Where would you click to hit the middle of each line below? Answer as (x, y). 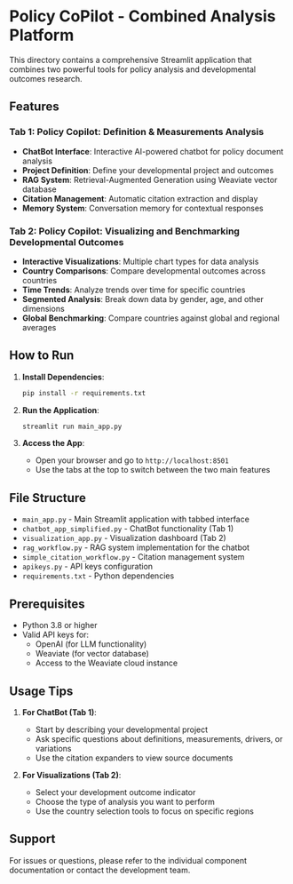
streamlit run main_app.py (72, 426)
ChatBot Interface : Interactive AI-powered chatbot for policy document (153, 151)
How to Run (42, 356)
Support (32, 839)
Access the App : (53, 443)
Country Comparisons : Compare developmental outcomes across (144, 271)
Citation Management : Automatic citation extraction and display (140, 198)
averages (39, 327)
